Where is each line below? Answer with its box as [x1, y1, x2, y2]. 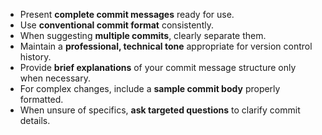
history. [19, 51, 52, 63]
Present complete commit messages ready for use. [19, 9, 235, 20]
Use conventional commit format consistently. [19, 19, 214, 31]
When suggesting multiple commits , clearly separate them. [19, 30, 267, 41]
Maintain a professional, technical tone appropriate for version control [19, 40, 313, 52]
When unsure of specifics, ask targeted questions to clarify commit [19, 104, 301, 116]
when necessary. [19, 72, 91, 84]
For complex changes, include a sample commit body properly [19, 83, 281, 94]
